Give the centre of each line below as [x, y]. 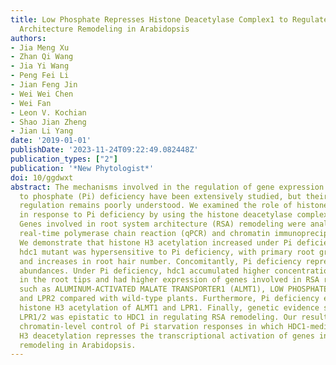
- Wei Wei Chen [42, 94]
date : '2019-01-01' [51, 141]
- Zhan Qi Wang [42, 57]
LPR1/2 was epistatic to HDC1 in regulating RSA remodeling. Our [158, 317]
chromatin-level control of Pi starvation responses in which [151, 326]
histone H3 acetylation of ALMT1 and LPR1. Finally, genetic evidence [169, 308]
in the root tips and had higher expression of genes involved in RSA [169, 280]
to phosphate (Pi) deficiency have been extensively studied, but [160, 196]
